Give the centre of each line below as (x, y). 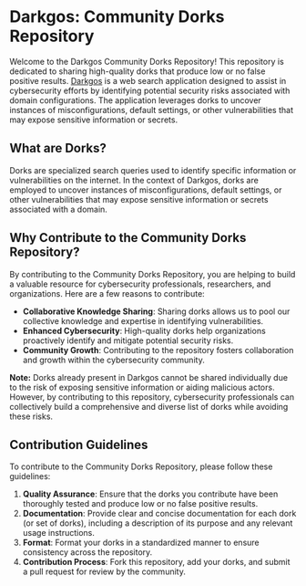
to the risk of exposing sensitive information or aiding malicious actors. (142, 387)
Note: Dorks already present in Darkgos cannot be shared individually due (149, 377)
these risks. (31, 416)
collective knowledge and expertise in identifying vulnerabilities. (143, 320)
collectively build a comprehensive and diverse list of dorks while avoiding (149, 406)
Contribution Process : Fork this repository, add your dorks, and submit (156, 562)
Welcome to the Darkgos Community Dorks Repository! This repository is (147, 61)
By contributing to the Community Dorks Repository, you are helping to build (153, 274)
